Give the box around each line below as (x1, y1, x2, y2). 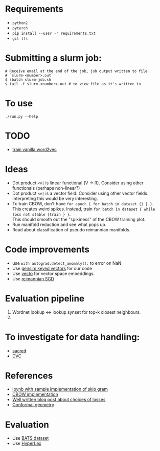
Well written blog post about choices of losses (12, 397, 106, 402)
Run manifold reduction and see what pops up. (12, 222, 107, 227)
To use (5, 98, 33, 109)
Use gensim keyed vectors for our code (12, 265, 92, 271)
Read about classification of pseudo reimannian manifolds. (12, 226, 131, 232)
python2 (12, 21, 28, 25)
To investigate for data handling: (5, 331, 140, 343)
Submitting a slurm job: (5, 52, 102, 64)
